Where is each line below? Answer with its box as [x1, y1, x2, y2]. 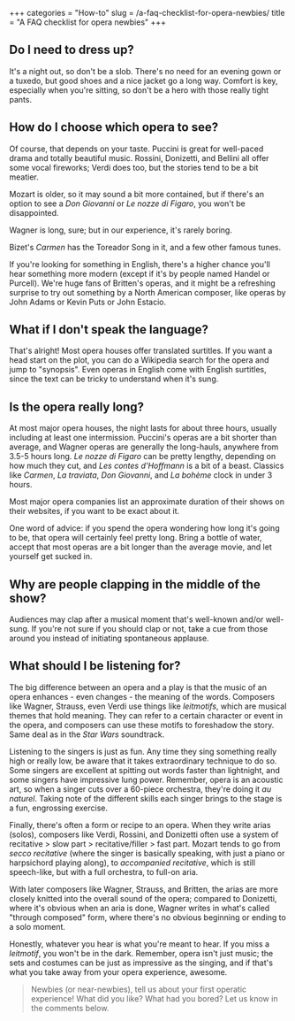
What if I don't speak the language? [9, 322, 209, 337]
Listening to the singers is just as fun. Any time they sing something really [9, 746, 277, 756]
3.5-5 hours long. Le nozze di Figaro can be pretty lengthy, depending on [9, 451, 276, 462]
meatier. [9, 172, 39, 182]
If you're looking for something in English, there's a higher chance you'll [9, 258, 271, 269]
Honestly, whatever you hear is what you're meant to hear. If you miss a [9, 938, 270, 949]
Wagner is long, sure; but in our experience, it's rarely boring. [9, 225, 232, 235]
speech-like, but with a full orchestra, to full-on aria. [9, 866, 199, 877]
